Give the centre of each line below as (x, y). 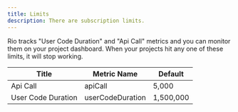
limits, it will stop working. (45, 56)
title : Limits (29, 14)
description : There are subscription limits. (76, 21)
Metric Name (115, 73)
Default (171, 73)
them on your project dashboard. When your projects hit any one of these (115, 49)
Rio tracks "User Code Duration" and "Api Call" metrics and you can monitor (119, 41)
